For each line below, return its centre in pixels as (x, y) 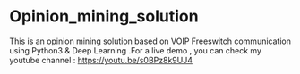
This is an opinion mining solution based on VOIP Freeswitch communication (150, 41)
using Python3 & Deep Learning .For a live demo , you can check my (136, 50)
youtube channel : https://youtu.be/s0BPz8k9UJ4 (101, 60)
